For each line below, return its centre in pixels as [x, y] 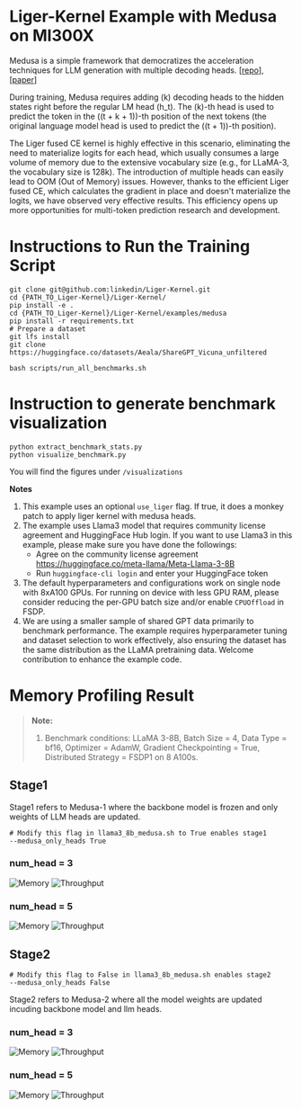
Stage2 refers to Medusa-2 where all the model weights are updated [136, 999]
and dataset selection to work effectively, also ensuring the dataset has [154, 639]
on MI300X [52, 36]
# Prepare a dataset [48, 329]
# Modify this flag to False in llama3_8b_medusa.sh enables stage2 [140, 975]
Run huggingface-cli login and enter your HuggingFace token [152, 573]
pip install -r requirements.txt [72, 321]
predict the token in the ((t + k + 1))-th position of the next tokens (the [138, 116]
